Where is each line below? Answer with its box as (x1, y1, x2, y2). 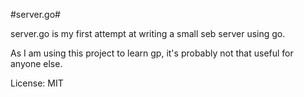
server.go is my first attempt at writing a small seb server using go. (10, 28, 286, 39)
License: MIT (10, 77, 64, 89)
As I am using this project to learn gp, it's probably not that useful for (10, 47, 294, 59)
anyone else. (10, 58, 63, 69)
